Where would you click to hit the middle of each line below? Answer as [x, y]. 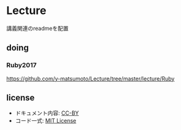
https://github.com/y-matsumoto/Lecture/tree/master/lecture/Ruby [90, 78]
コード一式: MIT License [46, 121]
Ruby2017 [21, 65]
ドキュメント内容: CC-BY [47, 113]
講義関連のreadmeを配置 [38, 28]
